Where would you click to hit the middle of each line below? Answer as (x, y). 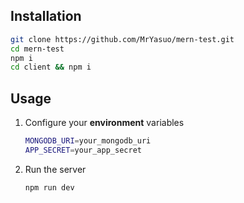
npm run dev (49, 187)
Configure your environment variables (104, 123)
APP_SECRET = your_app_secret (83, 150)
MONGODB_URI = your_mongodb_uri (88, 141)
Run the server (55, 169)
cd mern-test (37, 49)
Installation (46, 16)
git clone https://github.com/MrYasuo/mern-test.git (122, 39)
